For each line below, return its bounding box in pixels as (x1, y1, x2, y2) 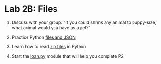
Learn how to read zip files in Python (11, 43, 86, 49)
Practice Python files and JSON (11, 34, 76, 40)
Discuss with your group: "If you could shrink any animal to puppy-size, (11, 20, 157, 25)
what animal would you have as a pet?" (11, 24, 91, 30)
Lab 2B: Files (4, 3, 58, 15)
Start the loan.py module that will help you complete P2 (11, 53, 124, 59)
